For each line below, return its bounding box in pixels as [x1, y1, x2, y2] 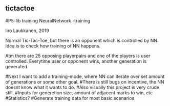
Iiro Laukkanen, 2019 [5, 28, 50, 34]
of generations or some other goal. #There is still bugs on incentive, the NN [5, 78, 164, 85]
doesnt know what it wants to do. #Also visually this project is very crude [5, 84, 160, 90]
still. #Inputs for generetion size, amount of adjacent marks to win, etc [5, 89, 153, 96]
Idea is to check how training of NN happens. [5, 43, 101, 49]
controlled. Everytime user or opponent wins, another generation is [5, 58, 147, 64]
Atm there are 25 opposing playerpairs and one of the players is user [5, 52, 151, 59]
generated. [5, 63, 29, 69]
